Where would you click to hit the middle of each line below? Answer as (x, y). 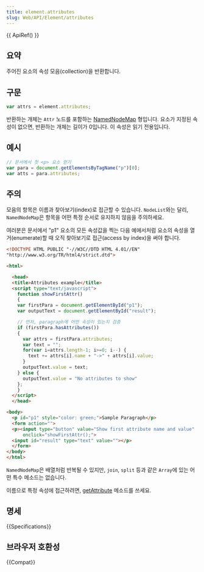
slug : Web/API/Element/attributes (50, 18)
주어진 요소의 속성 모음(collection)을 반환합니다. (64, 71)
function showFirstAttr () (50, 294)
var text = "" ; (42, 344)
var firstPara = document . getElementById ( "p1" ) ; (80, 305)
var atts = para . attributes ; (43, 173)
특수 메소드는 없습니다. (40, 477)
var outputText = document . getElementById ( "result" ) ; (87, 311)
